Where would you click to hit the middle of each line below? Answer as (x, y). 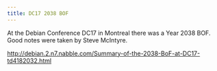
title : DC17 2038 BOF (38, 13)
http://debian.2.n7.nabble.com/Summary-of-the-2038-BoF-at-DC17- (104, 53)
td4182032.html (29, 60)
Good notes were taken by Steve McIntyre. (67, 40)
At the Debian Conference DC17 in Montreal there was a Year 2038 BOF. (109, 33)
